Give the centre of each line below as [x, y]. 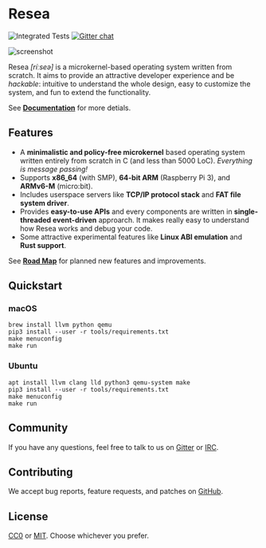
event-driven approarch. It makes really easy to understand [151, 219]
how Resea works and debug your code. [86, 228]
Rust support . [43, 245]
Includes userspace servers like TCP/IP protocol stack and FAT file [130, 194]
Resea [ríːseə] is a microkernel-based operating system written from [120, 67]
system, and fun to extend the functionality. [80, 92]
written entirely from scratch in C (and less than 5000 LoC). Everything [136, 160]
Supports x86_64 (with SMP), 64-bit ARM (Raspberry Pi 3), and [125, 177]
